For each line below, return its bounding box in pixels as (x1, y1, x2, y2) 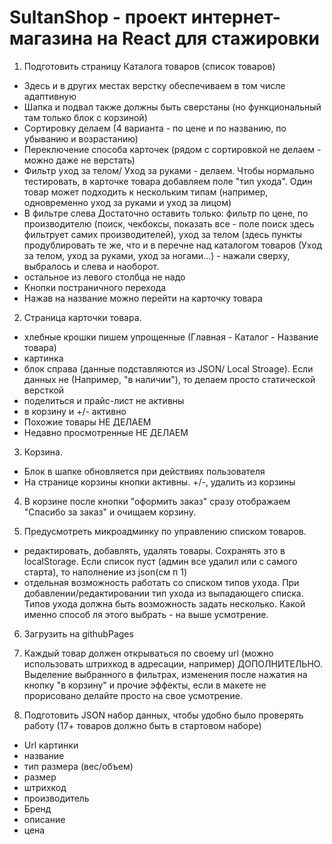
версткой (23, 384, 65, 396)
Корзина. (23, 446, 63, 458)
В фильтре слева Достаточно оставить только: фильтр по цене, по (23, 207, 309, 219)
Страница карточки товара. (23, 311, 142, 323)
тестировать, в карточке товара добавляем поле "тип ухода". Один (23, 175, 313, 187)
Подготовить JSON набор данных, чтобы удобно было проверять (23, 709, 304, 721)
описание (23, 813, 66, 825)
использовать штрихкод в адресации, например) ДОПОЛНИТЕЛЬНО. (23, 657, 323, 670)
